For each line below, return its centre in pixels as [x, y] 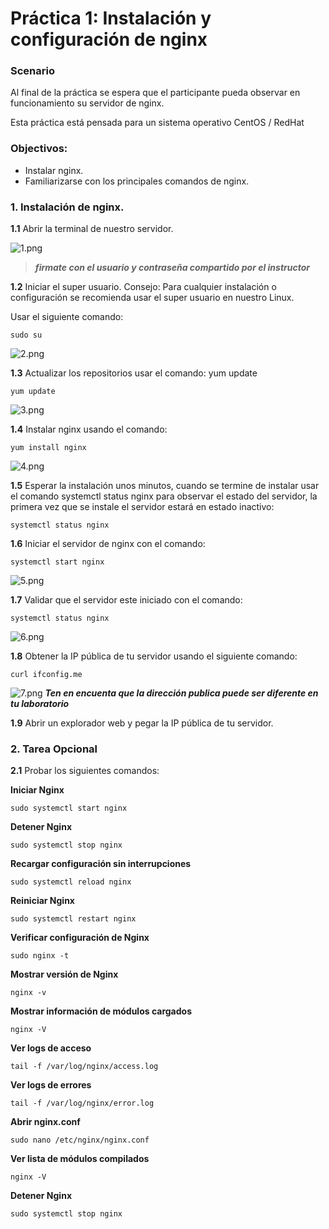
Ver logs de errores [51, 1085]
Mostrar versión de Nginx [64, 974]
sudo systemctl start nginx [69, 808]
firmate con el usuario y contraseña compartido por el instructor [172, 268]
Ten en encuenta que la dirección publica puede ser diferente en [181, 693]
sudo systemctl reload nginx [71, 882]
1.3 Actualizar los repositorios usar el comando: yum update [134, 373]
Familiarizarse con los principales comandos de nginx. [137, 181]
